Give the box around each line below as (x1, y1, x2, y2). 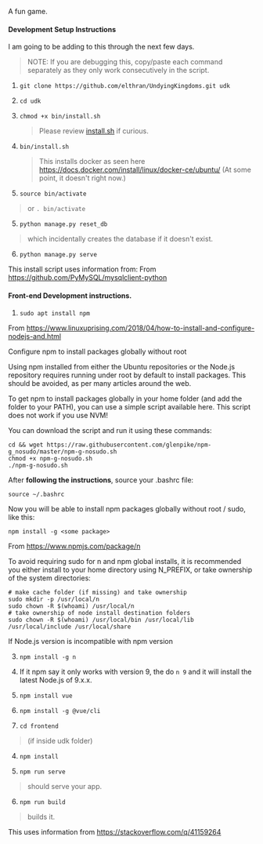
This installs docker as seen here (38, 157, 146, 166)
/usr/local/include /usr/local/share (8, 623, 131, 631)
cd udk (19, 97, 41, 105)
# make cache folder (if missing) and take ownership (8, 588, 188, 597)
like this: (8, 513, 35, 522)
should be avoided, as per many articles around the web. (8, 379, 192, 388)
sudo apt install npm (19, 310, 90, 318)
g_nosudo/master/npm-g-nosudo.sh (8, 448, 117, 456)
